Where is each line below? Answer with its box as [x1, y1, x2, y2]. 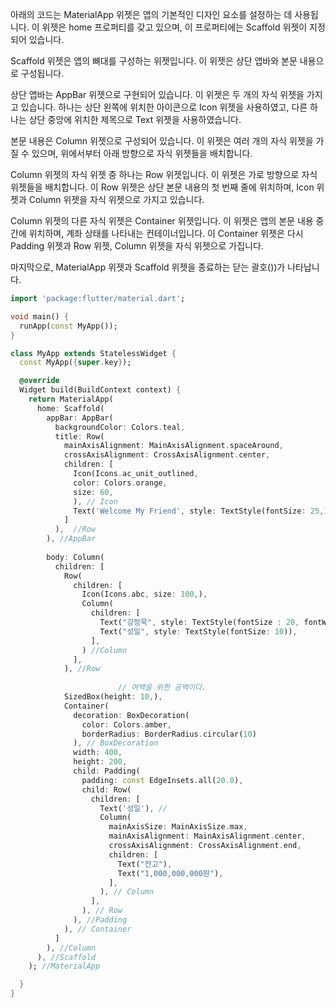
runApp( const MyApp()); [19, 321, 118, 331]
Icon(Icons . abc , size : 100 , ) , [81, 589, 208, 600]
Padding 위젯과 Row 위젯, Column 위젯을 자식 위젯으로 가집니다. [10, 240, 264, 252]
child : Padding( [73, 766, 141, 776]
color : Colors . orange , [73, 478, 168, 488]
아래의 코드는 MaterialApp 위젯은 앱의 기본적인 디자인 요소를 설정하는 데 [10, 9, 293, 20]
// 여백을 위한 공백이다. [117, 683, 207, 693]
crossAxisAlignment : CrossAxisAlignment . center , [63, 450, 271, 460]
